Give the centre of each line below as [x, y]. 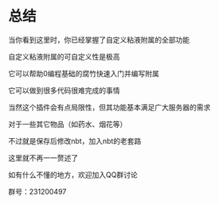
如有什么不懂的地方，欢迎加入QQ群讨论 [73, 175]
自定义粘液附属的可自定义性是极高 [64, 56]
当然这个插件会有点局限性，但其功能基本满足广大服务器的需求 [109, 107]
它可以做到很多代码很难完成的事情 [64, 90]
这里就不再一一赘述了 [43, 158]
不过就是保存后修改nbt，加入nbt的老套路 [75, 140]
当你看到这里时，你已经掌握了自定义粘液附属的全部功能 [99, 40]
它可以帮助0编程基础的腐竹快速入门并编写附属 [84, 73]
